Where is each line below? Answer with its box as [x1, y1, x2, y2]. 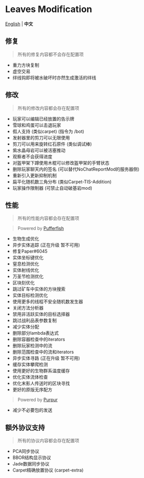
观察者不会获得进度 [12, 153, 53, 160]
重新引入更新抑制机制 [12, 172, 57, 178]
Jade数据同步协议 [12, 461, 50, 467]
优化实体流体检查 [12, 374, 48, 380]
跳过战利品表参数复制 [12, 317, 57, 324]
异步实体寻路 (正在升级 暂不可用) [12, 355, 80, 361]
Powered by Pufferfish [17, 225, 64, 231]
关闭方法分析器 [12, 305, 44, 311]
